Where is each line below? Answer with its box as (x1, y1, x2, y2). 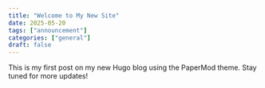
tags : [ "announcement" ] (8, 26, 88, 34)
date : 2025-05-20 (8, 19, 66, 27)
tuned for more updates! (8, 71, 89, 81)
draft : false (8, 41, 52, 49)
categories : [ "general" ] (8, 33, 91, 42)
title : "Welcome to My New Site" (8, 11, 120, 20)
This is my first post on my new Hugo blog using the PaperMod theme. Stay (8, 63, 257, 72)
